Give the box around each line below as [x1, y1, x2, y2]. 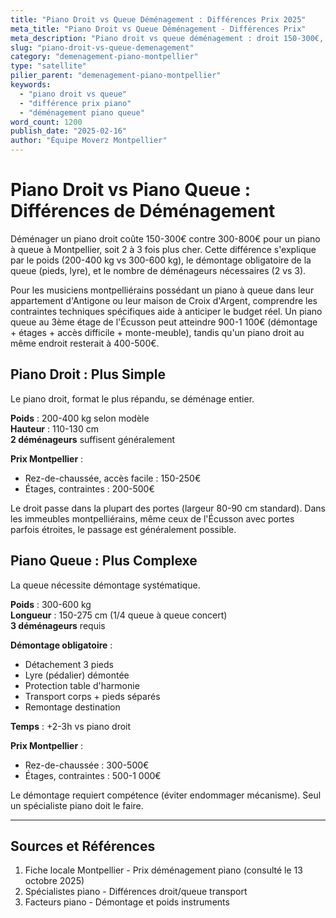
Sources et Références [10, 837, 156, 855]
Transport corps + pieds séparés [24, 690, 161, 702]
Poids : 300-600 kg [10, 598, 92, 610]
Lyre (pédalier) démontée [24, 669, 130, 681]
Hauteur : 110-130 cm [10, 422, 100, 435]
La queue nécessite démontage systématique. [10, 579, 201, 591]
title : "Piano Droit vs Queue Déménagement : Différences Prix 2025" [10, 14, 307, 25]
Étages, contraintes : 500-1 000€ [24, 769, 162, 781]
